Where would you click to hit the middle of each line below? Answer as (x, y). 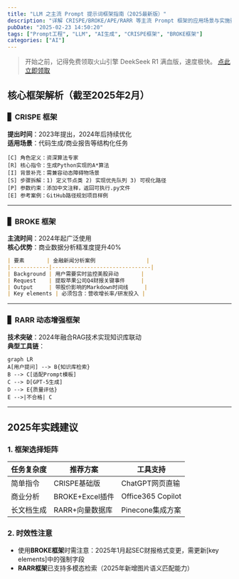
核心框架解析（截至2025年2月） (78, 95)
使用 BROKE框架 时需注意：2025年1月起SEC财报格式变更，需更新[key (118, 550)
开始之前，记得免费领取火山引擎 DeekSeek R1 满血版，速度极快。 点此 (128, 62)
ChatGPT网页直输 (150, 484)
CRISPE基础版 (77, 484)
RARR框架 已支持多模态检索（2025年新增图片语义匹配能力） (106, 568)
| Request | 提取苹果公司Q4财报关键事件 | (76, 281)
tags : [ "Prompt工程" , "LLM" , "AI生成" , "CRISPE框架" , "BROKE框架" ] (105, 34)
